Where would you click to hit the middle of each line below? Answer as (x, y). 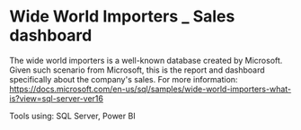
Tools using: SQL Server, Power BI (73, 116)
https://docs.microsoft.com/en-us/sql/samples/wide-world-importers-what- (150, 89)
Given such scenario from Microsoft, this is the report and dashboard (137, 70)
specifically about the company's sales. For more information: (124, 79)
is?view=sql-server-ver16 (56, 98)
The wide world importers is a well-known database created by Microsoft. (146, 60)
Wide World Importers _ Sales (122, 17)
